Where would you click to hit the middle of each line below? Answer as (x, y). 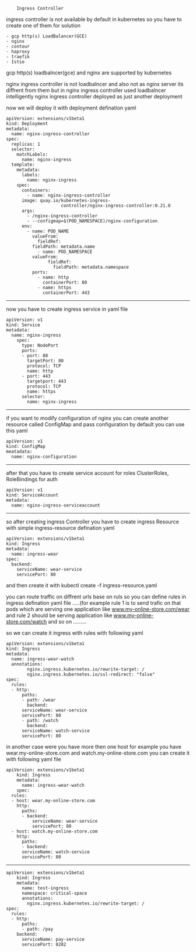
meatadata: (19, 451)
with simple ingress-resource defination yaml (60, 528)
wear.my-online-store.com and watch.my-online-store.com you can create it (98, 753)
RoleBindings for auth (32, 479)
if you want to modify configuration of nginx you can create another (87, 418)
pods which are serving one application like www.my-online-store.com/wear (98, 609)
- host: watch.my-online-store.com (55, 831)
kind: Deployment (27, 124)
